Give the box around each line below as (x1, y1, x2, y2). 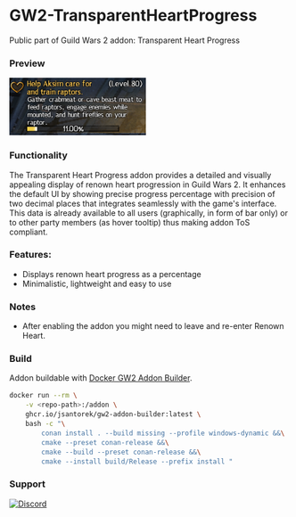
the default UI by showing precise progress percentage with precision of (9, 188, 275, 199)
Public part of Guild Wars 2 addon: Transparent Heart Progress (9, 35, 241, 45)
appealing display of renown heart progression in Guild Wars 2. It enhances (9, 179, 286, 190)
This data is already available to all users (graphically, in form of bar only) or (9, 207, 288, 218)
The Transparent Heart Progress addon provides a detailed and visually (9, 169, 272, 180)
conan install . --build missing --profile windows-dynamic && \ (41, 429, 285, 438)
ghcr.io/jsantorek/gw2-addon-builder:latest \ (25, 410, 201, 419)
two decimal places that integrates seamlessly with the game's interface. (9, 198, 277, 209)
